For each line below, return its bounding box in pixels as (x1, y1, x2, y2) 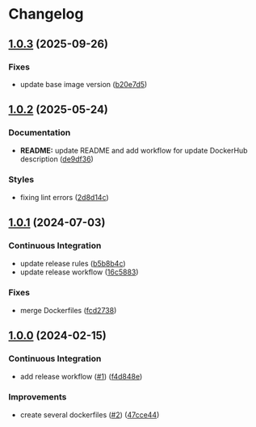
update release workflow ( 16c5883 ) (19, 267, 139, 277)
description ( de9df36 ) (19, 154, 94, 164)
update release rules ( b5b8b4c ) (19, 258, 127, 268)
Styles (8, 174, 35, 186)
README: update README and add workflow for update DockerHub (19, 145, 248, 155)
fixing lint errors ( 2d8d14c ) (19, 192, 109, 202)
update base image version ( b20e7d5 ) (19, 79, 148, 89)
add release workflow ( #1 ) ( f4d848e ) (19, 371, 143, 381)
